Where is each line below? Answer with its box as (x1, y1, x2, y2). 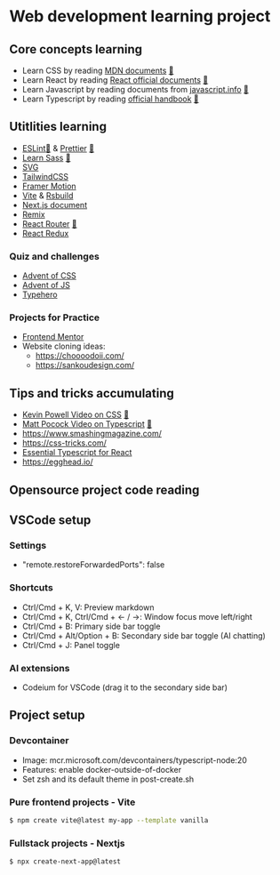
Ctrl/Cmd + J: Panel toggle (21, 639, 120, 650)
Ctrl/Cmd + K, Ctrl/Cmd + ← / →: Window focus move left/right (21, 611, 253, 622)
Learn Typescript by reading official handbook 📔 (21, 93, 200, 104)
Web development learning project (9, 6, 271, 27)
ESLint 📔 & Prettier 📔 (21, 142, 95, 153)
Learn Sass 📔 (21, 152, 71, 163)
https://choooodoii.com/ (35, 350, 124, 361)
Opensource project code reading (9, 482, 200, 497)
